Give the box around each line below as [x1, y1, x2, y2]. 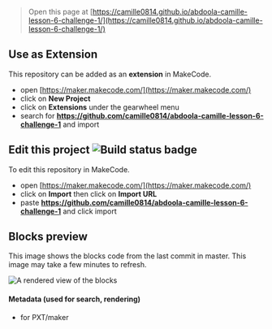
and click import [63, 206, 117, 216]
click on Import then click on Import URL [19, 188, 158, 198]
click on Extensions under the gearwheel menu [19, 102, 180, 112]
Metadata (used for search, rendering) [8, 294, 140, 304]
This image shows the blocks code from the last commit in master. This [8, 251, 247, 261]
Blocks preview [8, 230, 88, 244]
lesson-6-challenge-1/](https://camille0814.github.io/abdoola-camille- [28, 15, 263, 25]
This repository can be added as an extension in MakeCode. [8, 69, 212, 79]
